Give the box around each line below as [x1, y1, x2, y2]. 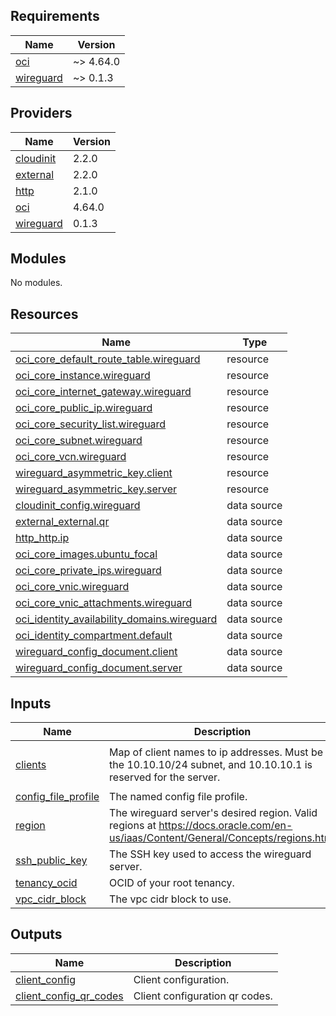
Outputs [10, 926, 63, 943]
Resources [10, 305, 79, 323]
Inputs [10, 695, 52, 712]
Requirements [10, 8, 100, 25]
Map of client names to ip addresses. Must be [109, 745, 324, 759]
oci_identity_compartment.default [15, 629, 173, 643]
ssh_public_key [15, 854, 88, 868]
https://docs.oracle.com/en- [158, 819, 293, 833]
